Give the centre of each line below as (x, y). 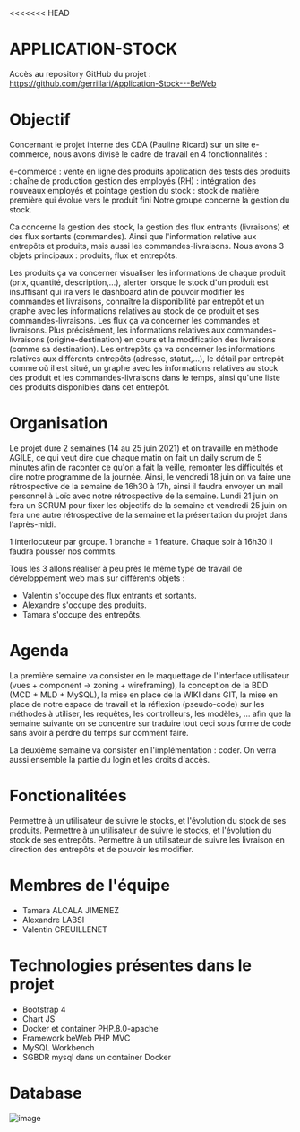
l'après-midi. (33, 524)
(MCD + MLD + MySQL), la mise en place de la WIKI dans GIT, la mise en (143, 695)
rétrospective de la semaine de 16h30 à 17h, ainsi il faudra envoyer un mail (146, 486)
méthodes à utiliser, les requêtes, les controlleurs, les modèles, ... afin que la (150, 713)
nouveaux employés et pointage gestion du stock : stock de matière (134, 190)
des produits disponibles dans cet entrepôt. (90, 387)
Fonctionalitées (68, 795)
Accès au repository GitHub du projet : (80, 73)
